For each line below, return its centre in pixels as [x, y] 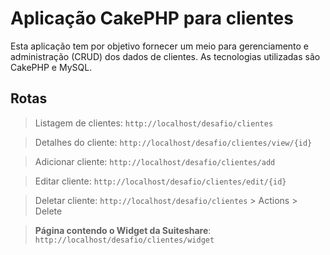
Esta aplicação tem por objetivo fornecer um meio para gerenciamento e [160, 46]
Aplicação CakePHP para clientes [152, 18]
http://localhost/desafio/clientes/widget [124, 240]
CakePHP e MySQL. [51, 67]
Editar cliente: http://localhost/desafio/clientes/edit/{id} [160, 181]
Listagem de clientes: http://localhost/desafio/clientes [154, 123]
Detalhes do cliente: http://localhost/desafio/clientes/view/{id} [173, 142]
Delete [48, 211]
